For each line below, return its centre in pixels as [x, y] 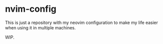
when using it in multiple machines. [41, 27]
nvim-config [31, 9]
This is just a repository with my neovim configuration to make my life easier [81, 22]
